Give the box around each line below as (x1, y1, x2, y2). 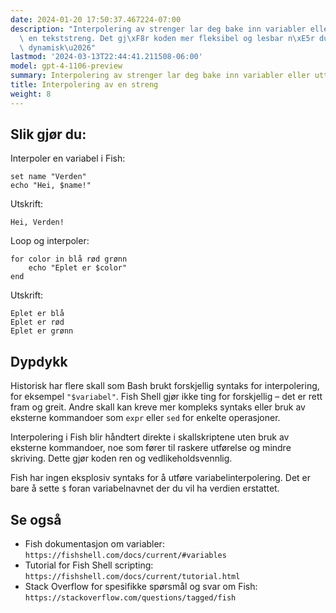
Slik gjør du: (10, 126, 87, 143)
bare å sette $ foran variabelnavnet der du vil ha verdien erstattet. (10, 482, 280, 495)
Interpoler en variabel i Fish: (10, 152, 126, 165)
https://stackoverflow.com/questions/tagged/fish (24, 593, 237, 603)
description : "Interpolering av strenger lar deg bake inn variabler (10, 24, 307, 34)
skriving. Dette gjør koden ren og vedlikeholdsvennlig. (10, 452, 233, 465)
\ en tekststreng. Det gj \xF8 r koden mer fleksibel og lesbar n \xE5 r (19, 33, 315, 43)
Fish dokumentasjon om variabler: (24, 538, 165, 550)
